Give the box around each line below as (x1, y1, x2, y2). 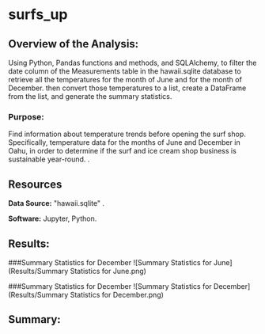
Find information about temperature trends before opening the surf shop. (8, 129, 247, 139)
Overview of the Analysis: (8, 37, 139, 51)
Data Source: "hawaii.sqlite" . (8, 199, 105, 208)
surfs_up (8, 6, 68, 24)
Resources (8, 177, 62, 191)
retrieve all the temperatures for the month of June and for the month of (8, 75, 243, 84)
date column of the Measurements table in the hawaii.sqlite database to (8, 66, 241, 76)
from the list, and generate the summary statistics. (8, 92, 172, 101)
